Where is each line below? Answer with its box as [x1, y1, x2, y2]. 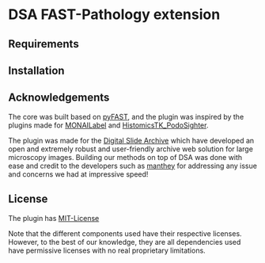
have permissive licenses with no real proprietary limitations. [8, 246, 206, 255]
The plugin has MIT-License [8, 213, 100, 223]
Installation [8, 63, 65, 77]
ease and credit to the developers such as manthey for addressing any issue [8, 161, 257, 170]
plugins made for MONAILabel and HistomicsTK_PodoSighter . [8, 120, 209, 130]
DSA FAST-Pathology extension [8, 6, 221, 24]
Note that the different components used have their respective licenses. [8, 228, 243, 238]
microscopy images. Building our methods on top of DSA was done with [8, 152, 243, 162]
